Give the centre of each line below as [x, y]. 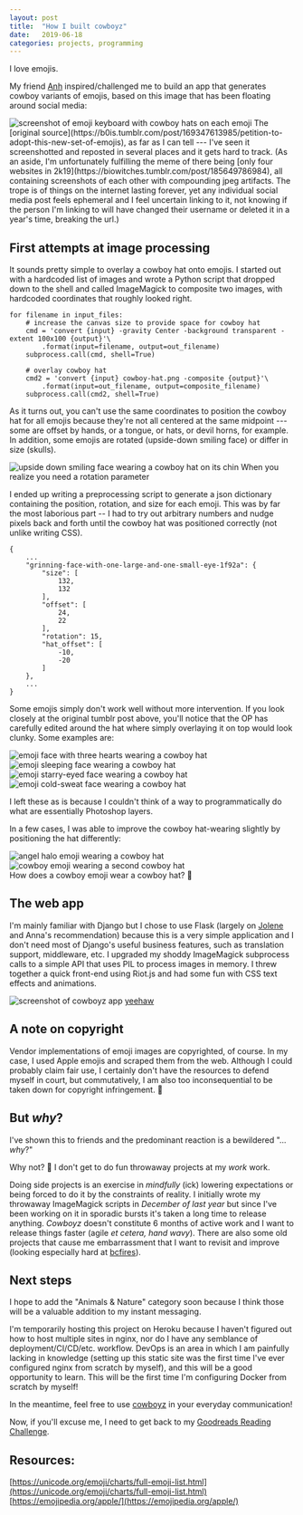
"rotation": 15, [72, 637]
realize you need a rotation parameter [80, 477]
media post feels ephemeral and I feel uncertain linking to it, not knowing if [148, 200]
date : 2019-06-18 [46, 34]
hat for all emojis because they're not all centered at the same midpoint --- [148, 421]
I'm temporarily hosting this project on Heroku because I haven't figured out [151, 1329]
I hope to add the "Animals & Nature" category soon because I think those [147, 1302]
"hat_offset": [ [72, 645]
